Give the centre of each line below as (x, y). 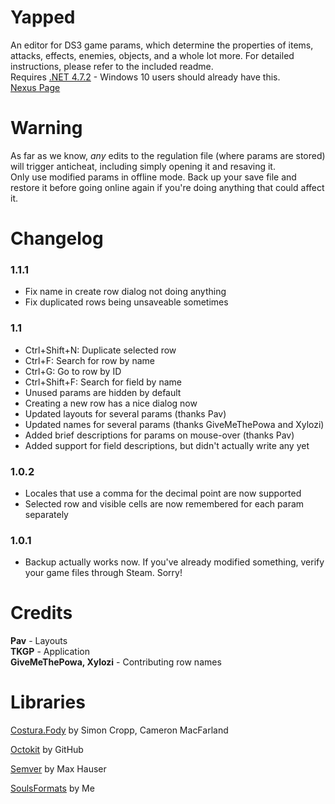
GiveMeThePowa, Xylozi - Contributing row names (116, 662)
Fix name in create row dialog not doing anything (125, 292)
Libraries (48, 702)
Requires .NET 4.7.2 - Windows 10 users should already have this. (145, 77)
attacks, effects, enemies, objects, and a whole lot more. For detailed (152, 55)
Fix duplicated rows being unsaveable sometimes (126, 302)
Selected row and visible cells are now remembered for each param (164, 503)
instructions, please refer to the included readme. (112, 66)
